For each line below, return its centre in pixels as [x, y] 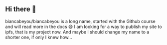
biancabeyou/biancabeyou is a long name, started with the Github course [80, 21]
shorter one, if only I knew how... [39, 37]
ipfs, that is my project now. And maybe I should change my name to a [77, 32]
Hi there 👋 [21, 9]
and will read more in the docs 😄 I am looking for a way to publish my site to [83, 26]
